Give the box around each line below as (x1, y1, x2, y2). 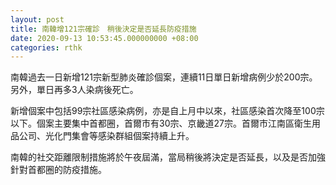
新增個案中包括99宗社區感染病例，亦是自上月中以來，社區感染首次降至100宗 (10, 105, 325, 117)
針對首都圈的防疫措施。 (10, 164, 107, 176)
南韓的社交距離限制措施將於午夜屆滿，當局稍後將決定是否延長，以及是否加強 (10, 151, 326, 163)
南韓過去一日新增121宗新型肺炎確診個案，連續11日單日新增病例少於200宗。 (10, 71, 318, 83)
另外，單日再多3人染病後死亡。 (10, 84, 139, 96)
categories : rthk (10, 42, 83, 53)
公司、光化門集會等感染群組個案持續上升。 (18, 130, 195, 142)
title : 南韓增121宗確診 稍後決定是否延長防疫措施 (10, 24, 197, 34)
